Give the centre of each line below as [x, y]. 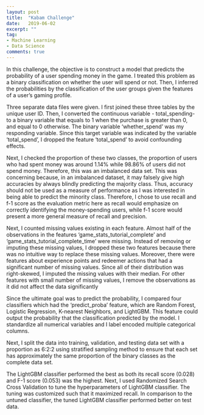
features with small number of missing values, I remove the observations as [101, 280]
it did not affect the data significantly [52, 286]
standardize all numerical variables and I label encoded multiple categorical [101, 324]
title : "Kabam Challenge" [40, 18]
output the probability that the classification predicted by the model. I [93, 318]
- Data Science [26, 46]
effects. [16, 146]
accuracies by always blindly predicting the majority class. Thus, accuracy [100, 183]
